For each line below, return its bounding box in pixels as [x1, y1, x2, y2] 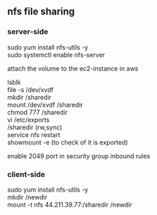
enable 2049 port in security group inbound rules [7, 151, 151, 160]
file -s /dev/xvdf [7, 85, 54, 94]
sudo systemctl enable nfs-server [7, 50, 106, 59]
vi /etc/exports [7, 115, 50, 124]
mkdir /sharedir [7, 93, 51, 101]
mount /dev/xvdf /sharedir [7, 100, 83, 109]
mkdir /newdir [7, 192, 48, 201]
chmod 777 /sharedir [7, 107, 68, 116]
